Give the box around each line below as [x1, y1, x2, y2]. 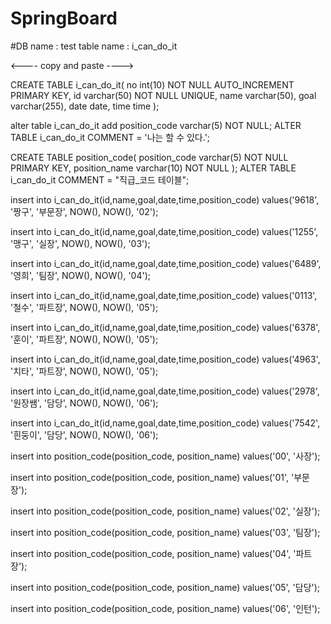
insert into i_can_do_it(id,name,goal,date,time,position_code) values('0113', [10, 289, 318, 301]
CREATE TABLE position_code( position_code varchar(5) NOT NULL [10, 151, 289, 163]
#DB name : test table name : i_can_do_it [10, 40, 178, 52]
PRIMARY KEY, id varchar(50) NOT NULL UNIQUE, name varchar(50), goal [10, 89, 317, 101]
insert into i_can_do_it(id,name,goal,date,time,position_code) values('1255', [10, 225, 319, 237]
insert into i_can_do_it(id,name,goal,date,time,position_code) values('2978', [10, 385, 320, 397]
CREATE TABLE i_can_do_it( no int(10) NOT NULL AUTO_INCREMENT [10, 78, 295, 91]
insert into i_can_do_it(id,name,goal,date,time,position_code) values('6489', [10, 257, 322, 269]
